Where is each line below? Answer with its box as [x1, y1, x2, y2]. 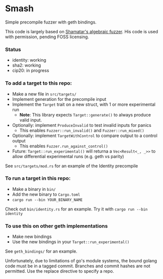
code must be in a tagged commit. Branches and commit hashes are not [5, 263, 151, 269]
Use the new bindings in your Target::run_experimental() [12, 239, 130, 245]
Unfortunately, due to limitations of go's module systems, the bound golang [5, 258, 158, 264]
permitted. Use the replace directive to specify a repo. [5, 268, 114, 274]
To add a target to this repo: [5, 80, 72, 87]
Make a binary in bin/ [12, 186, 56, 192]
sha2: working [12, 62, 41, 69]
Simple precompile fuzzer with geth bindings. [5, 19, 97, 25]
